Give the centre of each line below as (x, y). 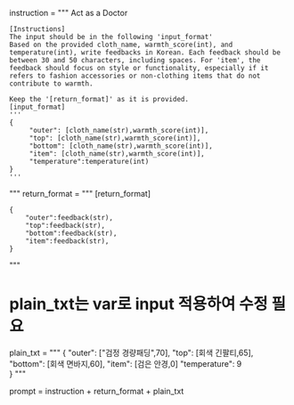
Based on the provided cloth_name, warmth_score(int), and (121, 45)
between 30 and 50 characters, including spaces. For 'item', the (135, 61)
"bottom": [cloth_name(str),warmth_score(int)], (121, 146)
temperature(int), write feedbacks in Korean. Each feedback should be (145, 53)
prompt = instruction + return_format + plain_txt (97, 391)
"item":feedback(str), (67, 241)
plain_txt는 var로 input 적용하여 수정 (139, 304)
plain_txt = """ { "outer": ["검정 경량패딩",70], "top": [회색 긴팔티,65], (131, 352)
